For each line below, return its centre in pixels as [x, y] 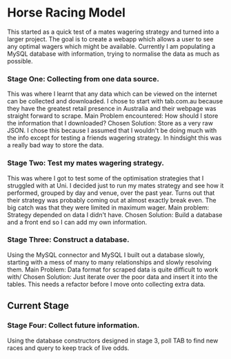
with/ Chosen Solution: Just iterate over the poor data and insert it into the [112, 276]
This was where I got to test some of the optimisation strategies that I [106, 178]
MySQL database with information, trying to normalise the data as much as [113, 54]
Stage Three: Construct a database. [68, 240]
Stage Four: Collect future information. [73, 325]
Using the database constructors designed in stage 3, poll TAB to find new [113, 340]
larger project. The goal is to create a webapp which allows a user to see [110, 39]
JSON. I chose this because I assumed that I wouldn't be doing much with [112, 131]
